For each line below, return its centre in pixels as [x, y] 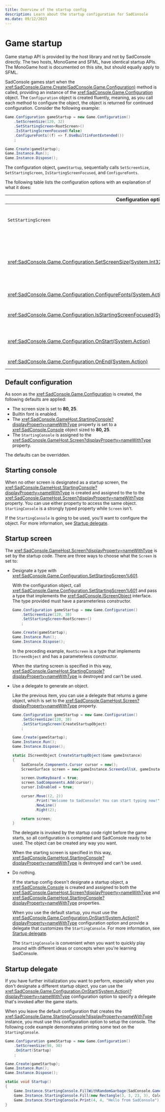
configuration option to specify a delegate [113, 996]
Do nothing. [24, 873]
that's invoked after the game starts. [42, 1002]
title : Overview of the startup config [46, 10]
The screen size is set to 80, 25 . [45, 409]
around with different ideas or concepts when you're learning [74, 948]
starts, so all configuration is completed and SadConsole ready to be [82, 838]
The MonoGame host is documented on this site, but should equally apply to [82, 67]
